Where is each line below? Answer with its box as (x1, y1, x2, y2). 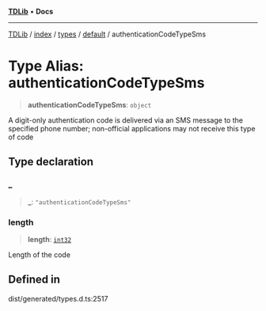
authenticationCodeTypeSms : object (27, 100, 152, 109)
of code (8, 132, 34, 142)
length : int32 (27, 234, 72, 244)
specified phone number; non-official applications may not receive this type (8, 123, 256, 133)
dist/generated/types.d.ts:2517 (8, 294, 108, 303)
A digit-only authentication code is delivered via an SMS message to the (8, 115, 244, 125)
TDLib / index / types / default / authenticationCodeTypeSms (8, 29, 207, 39)
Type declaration (8, 155, 93, 169)
